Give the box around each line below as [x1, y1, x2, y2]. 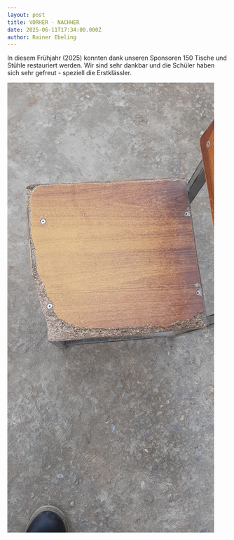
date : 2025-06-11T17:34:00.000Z [7, 26, 102, 33]
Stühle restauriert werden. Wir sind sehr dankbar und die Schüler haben [7, 61, 215, 70]
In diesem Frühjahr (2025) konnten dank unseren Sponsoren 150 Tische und [7, 53, 228, 63]
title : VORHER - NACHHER [7, 18, 80, 26]
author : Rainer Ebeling [7, 34, 77, 41]
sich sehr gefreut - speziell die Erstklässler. [7, 69, 132, 77]
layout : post [7, 11, 46, 18]
